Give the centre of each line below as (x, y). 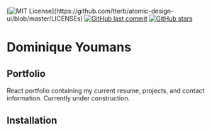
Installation (32, 121)
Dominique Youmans (69, 47)
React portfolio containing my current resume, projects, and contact (106, 90)
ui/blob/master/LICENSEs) (45, 19)
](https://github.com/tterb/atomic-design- (113, 11)
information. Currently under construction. (68, 98)
